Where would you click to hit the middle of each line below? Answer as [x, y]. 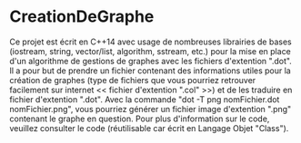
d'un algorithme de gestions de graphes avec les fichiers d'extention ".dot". [151, 61]
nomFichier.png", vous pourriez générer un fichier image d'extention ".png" [150, 109]
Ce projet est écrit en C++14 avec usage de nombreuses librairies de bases [151, 42]
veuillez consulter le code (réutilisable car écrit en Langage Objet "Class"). [149, 128]
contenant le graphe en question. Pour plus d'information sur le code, [140, 119]
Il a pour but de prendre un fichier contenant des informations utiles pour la [150, 71]
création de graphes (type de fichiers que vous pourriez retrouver [133, 80]
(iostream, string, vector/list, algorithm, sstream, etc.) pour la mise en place [150, 51]
